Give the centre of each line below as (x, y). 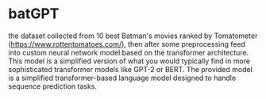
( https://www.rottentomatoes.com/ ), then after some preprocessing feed (127, 44)
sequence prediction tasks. (53, 86)
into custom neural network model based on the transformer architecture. (129, 52)
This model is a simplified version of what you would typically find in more (129, 61)
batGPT (34, 14)
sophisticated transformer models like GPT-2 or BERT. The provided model (130, 69)
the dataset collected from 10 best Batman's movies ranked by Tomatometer (133, 36)
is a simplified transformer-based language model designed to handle (122, 78)
